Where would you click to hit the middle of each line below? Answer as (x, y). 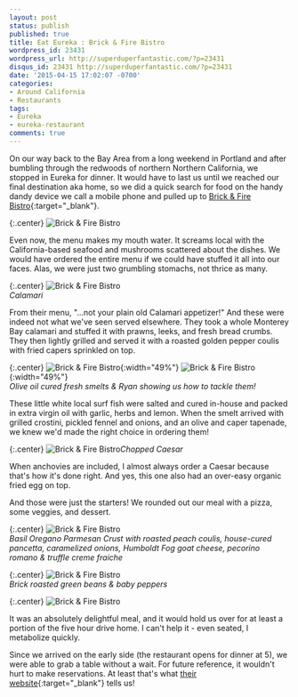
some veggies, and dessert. (60, 511)
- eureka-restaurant (48, 125)
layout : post (33, 17)
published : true (39, 34)
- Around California (48, 92)
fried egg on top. (40, 485)
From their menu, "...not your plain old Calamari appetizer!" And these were (147, 312)
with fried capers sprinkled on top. (72, 350)
